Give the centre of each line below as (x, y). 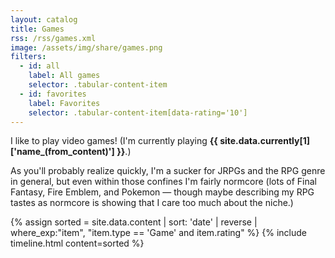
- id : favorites (53, 94)
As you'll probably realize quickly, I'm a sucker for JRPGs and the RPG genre (168, 171)
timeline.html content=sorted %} (77, 243)
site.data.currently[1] (265, 141)
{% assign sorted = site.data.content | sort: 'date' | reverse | (134, 222)
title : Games (37, 29)
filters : (28, 57)
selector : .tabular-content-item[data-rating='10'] (138, 112)
